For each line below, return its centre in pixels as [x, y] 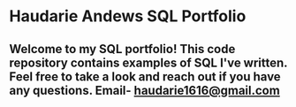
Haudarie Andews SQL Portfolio [128, 16]
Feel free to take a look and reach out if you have [145, 76]
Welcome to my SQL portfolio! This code [122, 49]
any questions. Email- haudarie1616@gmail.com [144, 90]
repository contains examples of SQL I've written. [148, 62]
